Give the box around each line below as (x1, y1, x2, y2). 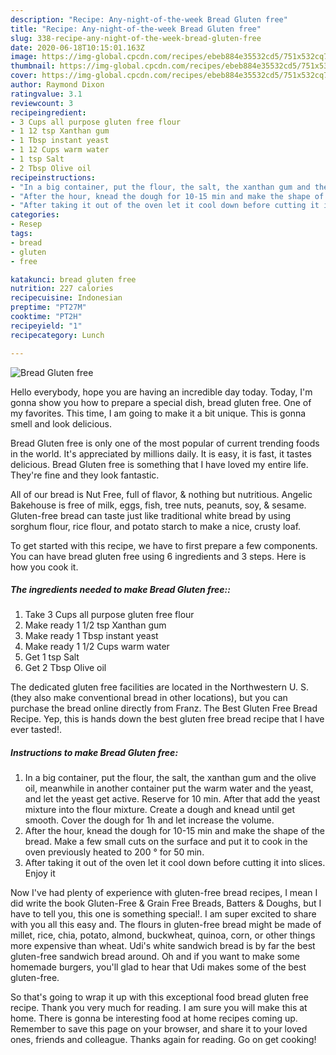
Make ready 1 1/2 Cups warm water (24, 641, 170, 653)
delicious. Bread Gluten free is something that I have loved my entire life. (10, 458, 309, 470)
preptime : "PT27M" (10, 302, 87, 313)
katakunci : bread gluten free (10, 274, 137, 285)
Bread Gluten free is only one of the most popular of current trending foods (10, 437, 320, 449)
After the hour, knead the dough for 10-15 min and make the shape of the (24, 825, 325, 837)
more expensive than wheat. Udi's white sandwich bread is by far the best (10, 940, 316, 952)
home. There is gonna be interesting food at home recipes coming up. (10, 1012, 298, 1025)
